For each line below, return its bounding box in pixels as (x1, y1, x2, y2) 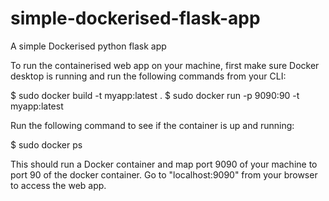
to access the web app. (10, 179, 107, 191)
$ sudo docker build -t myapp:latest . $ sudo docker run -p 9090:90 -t (10, 89, 300, 101)
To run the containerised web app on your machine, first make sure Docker (10, 59, 320, 71)
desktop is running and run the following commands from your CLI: (10, 70, 287, 82)
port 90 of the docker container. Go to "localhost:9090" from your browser (10, 168, 318, 181)
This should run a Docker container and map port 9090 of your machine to (10, 158, 318, 170)
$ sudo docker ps (10, 138, 83, 151)
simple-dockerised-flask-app (10, 7, 261, 30)
